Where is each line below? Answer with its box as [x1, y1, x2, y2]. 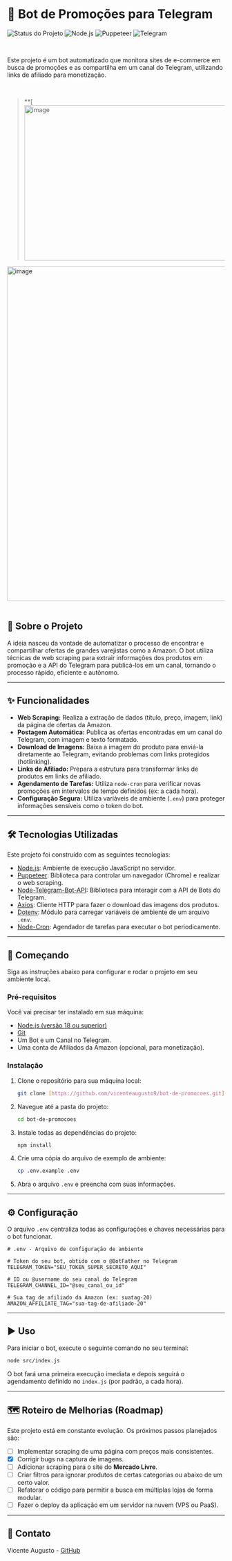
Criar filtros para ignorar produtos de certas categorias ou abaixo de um [17, 1470, 223, 1479]
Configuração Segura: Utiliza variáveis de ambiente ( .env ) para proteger [17, 794, 225, 802]
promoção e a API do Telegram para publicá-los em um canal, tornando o [7, 661, 216, 669]
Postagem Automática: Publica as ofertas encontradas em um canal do [17, 728, 222, 736]
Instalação [7, 1061, 43, 1070]
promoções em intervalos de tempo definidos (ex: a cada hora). [17, 787, 199, 795]
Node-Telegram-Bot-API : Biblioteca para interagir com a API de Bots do [17, 886, 221, 895]
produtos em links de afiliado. [17, 772, 101, 780]
